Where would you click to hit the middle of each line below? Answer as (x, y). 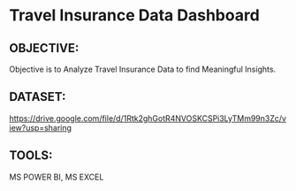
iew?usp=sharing (41, 127)
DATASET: (38, 97)
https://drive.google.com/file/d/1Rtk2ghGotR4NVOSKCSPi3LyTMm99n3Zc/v (148, 118)
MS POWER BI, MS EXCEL (57, 177)
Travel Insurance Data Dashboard (135, 15)
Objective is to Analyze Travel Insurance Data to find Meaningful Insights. (143, 69)
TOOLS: (31, 156)
